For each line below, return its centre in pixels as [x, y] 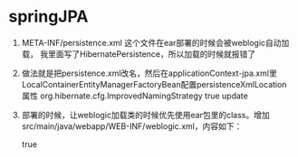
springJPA [48, 17]
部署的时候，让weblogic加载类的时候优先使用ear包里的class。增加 [145, 115]
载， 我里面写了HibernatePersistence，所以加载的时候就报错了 [138, 54]
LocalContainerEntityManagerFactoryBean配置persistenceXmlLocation [154, 84]
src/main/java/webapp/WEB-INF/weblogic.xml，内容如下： [132, 126]
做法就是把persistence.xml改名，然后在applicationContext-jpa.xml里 [149, 73]
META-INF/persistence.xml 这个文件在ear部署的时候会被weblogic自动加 [155, 42]
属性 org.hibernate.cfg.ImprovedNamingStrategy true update [135, 96]
